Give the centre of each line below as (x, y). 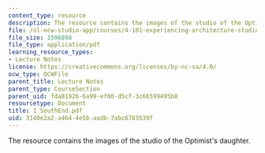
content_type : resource (47, 15)
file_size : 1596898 (40, 37)
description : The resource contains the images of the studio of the (125, 23)
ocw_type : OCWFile (38, 74)
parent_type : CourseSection (54, 89)
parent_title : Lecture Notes (56, 81)
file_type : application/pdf (54, 45)
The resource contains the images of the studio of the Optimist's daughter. (129, 140)
